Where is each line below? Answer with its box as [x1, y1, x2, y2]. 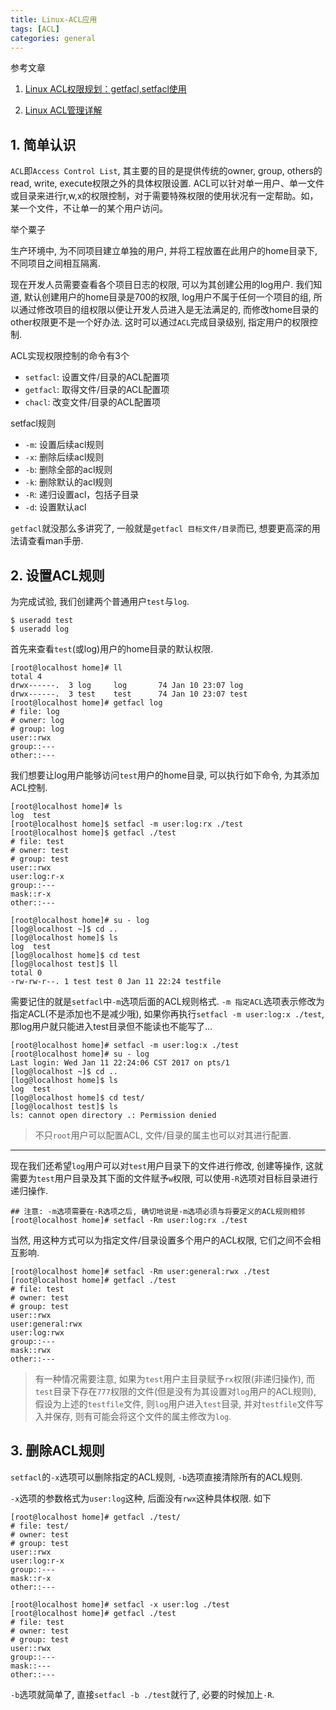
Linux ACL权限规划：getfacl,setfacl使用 [24, 83, 187, 95]
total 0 [10, 968, 43, 978]
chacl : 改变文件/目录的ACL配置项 [24, 396, 161, 408]
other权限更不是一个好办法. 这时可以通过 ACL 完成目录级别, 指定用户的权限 [10, 316, 310, 328]
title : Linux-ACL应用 [10, 14, 98, 25]
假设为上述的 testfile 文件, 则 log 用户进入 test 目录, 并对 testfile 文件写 [34, 1398, 324, 1410]
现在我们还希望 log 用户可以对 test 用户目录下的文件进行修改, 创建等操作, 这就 [10, 1160, 324, 1171]
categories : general [10, 33, 97, 43]
